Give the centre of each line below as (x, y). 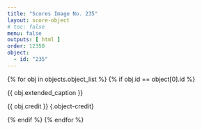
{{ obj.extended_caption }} (45, 92)
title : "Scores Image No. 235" (53, 14)
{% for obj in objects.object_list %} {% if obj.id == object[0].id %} (101, 79)
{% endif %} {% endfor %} (46, 120)
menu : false (24, 33)
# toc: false (26, 27)
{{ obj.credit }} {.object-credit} (50, 106)
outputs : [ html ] (34, 40)
